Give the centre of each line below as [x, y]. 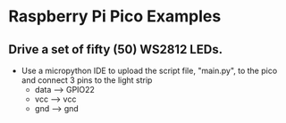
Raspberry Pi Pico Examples [115, 16]
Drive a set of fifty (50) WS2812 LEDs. [116, 49]
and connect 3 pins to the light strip [87, 80]
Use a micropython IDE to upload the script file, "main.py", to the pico [149, 70]
